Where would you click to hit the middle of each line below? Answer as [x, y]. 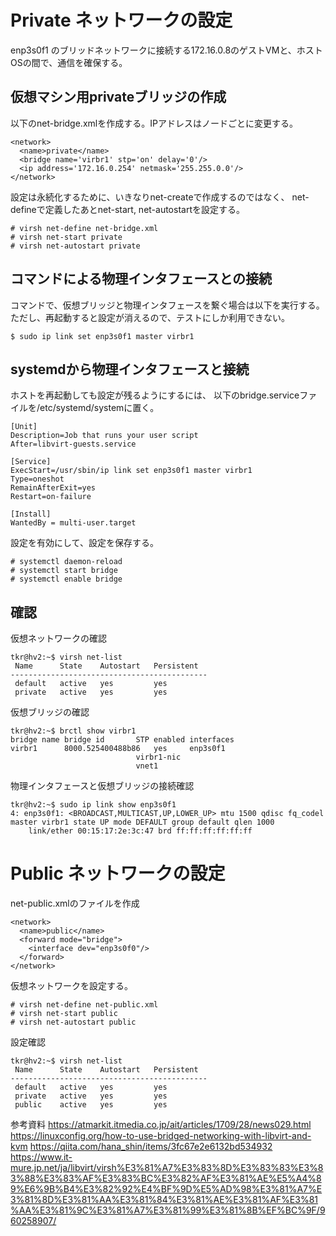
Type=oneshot [37, 479]
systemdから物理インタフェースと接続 [130, 369]
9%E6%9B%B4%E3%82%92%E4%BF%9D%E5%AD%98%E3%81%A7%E [166, 1189]
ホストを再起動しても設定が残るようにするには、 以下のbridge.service [155, 395]
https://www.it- [41, 1157]
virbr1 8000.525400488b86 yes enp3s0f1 [118, 749]
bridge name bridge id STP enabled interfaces [122, 740]
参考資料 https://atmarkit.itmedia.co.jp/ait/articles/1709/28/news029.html [161, 1125]
